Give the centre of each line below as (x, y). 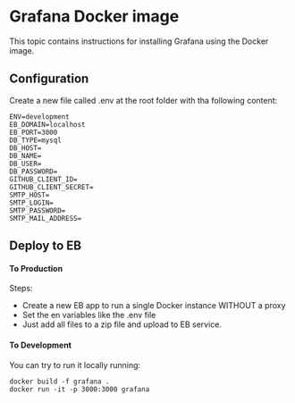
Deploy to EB (46, 246)
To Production (36, 268)
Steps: (21, 289)
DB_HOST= (25, 148)
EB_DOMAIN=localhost (48, 124)
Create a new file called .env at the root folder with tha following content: (143, 100)
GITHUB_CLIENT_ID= (43, 179)
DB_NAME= (25, 155)
